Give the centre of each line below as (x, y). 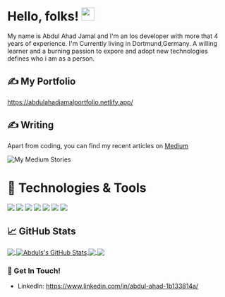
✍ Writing (31, 125)
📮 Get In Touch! (34, 270)
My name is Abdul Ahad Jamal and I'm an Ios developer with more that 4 (113, 36)
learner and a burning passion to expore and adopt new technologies (108, 51)
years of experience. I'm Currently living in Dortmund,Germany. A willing (112, 43)
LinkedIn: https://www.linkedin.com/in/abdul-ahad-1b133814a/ (108, 286)
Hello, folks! (43, 17)
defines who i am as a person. (51, 58)
